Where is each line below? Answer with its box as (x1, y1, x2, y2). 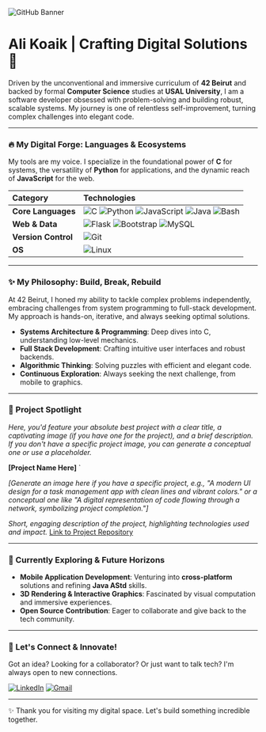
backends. (19, 352, 55, 362)
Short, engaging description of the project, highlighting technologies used (8, 518, 249, 528)
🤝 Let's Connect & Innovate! (8, 642, 117, 653)
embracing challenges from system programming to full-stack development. (8, 303, 257, 313)
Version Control (12, 232, 74, 243)
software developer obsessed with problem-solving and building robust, (8, 95, 244, 104)
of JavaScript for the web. (8, 174, 95, 184)
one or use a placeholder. (8, 447, 93, 457)
